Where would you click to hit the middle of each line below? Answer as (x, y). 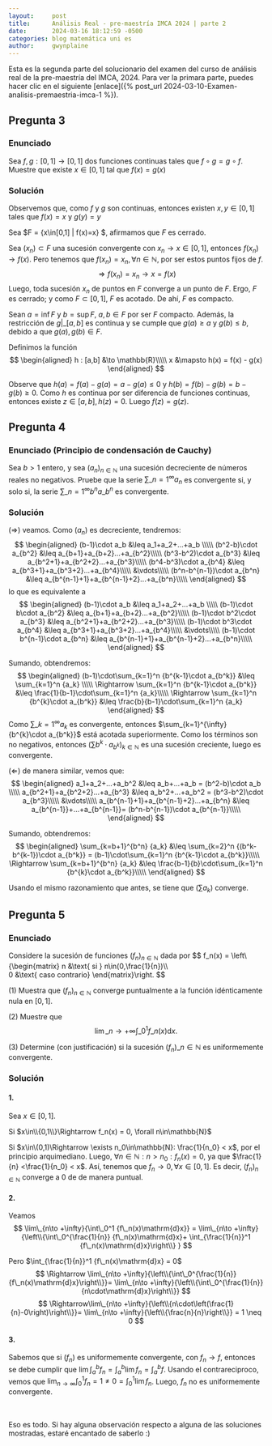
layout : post (38, 16)
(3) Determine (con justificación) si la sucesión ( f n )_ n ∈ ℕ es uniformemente (136, 1048)
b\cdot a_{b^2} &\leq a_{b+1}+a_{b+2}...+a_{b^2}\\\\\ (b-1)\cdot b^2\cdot (136, 613)
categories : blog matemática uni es (70, 38)
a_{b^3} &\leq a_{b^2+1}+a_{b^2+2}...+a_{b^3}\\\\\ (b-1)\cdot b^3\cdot (136, 621)
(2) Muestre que (35, 1016)
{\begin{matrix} (34, 966)
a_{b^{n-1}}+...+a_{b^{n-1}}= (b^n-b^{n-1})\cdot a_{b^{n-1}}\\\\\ (136, 809)
